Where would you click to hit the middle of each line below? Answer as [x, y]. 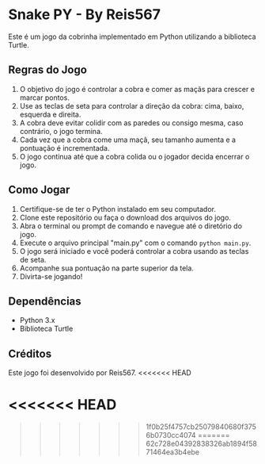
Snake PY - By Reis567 [84, 15]
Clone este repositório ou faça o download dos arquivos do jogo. [125, 217]
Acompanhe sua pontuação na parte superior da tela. [106, 268]
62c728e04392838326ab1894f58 [201, 444]
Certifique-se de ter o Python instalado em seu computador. [117, 209]
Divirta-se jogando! [51, 276]
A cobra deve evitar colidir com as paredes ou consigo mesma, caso [131, 123]
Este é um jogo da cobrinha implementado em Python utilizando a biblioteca [132, 36]
